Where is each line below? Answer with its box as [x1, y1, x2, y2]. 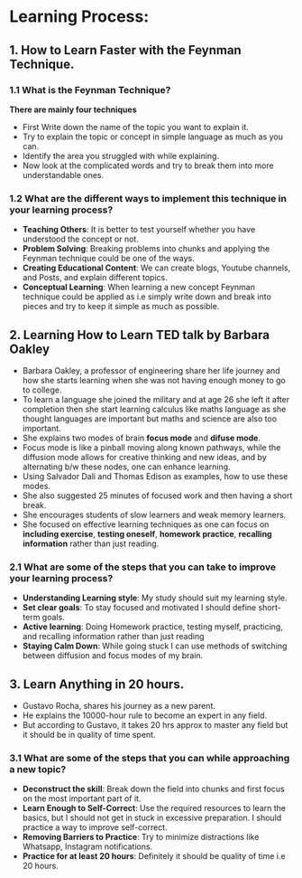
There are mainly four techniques [9, 104, 137, 115]
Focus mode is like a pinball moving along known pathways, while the [22, 441, 281, 453]
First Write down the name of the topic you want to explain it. [22, 121, 250, 132]
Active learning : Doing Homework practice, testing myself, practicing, [22, 621, 284, 632]
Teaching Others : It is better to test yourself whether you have [22, 224, 256, 235]
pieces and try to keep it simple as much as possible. [22, 301, 220, 312]
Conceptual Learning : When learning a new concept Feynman [22, 282, 255, 293]
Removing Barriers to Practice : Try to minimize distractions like [22, 832, 260, 843]
